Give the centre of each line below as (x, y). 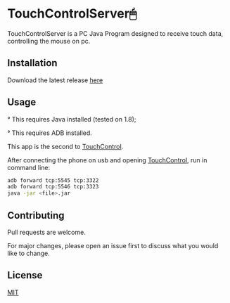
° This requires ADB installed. (50, 133)
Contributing (36, 215)
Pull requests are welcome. (46, 232)
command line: (29, 167)
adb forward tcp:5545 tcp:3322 (53, 180)
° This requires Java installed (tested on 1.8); (72, 119)
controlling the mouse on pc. (49, 41)
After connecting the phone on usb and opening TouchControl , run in (107, 160)
